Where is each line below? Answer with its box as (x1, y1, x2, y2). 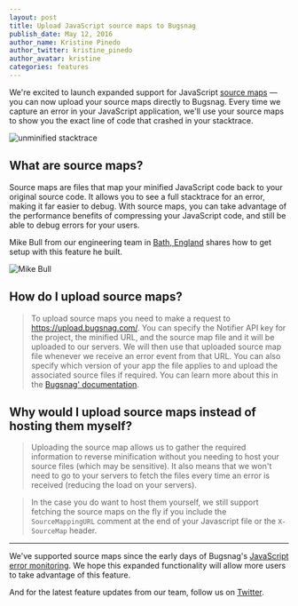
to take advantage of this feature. (9, 570, 131, 580)
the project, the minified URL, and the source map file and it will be (30, 331, 275, 342)
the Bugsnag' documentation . (30, 379, 140, 389)
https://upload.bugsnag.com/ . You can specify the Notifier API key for (30, 322, 286, 333)
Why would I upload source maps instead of (9, 404, 257, 419)
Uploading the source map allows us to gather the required (30, 442, 247, 453)
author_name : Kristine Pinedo (9, 37, 122, 47)
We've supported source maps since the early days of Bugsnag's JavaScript (9, 551, 289, 562)
